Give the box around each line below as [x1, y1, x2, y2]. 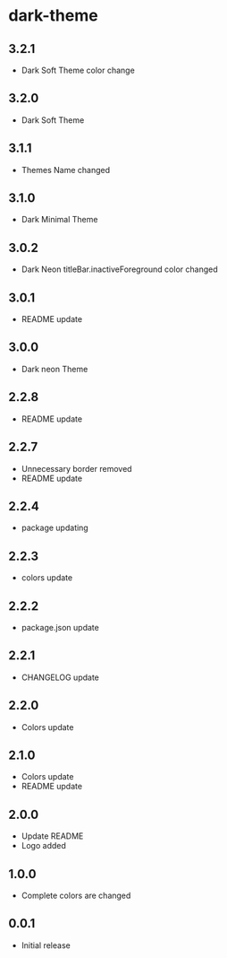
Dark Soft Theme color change [21, 65, 135, 75]
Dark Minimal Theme [21, 214, 98, 225]
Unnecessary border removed [21, 463, 132, 474]
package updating [21, 522, 88, 534]
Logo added [21, 840, 66, 851]
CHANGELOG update [21, 672, 99, 683]
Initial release [21, 939, 71, 951]
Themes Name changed [21, 164, 111, 175]
